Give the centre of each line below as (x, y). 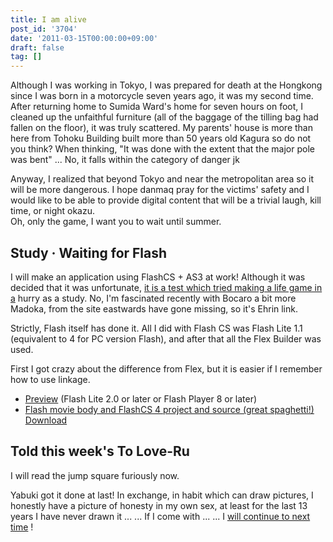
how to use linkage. (50, 379)
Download (46, 420)
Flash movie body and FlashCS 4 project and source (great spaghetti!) (169, 409)
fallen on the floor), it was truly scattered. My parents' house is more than (161, 128)
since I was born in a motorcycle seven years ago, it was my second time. (162, 96)
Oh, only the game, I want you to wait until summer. (116, 222)
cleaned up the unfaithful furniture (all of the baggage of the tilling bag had (164, 117)
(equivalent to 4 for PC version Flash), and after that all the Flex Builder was (166, 338)
